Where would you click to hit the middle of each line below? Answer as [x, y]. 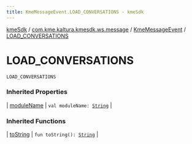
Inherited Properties [37, 92]
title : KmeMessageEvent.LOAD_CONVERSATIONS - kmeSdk [75, 12]
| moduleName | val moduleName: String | [59, 105]
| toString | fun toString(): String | [52, 134]
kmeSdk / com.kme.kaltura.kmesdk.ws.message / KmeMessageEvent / [96, 29]
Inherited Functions [36, 121]
